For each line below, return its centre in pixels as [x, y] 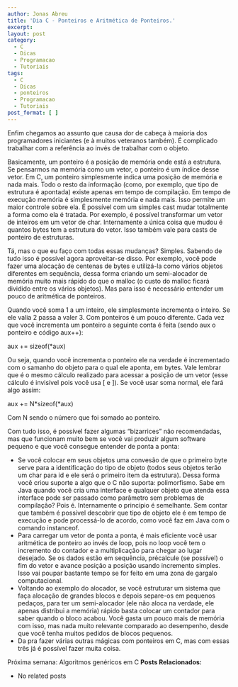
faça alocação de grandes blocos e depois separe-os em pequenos [117, 596]
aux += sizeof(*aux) [36, 346]
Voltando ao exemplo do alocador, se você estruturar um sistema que [119, 588]
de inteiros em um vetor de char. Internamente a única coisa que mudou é [115, 222]
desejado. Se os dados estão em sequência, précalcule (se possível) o [120, 558]
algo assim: [24, 390]
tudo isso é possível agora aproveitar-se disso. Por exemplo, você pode [112, 258]
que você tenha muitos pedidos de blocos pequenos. [95, 633]
